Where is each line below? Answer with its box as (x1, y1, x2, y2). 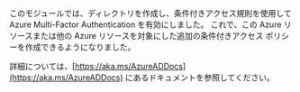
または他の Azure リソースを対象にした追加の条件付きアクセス (32, 31, 264, 41)
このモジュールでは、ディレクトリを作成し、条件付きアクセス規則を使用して (9, 8, 292, 18)
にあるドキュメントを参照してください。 (124, 72, 275, 83)
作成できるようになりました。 (24, 41, 136, 52)
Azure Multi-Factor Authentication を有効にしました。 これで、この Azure (9, 19, 282, 30)
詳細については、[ (9, 61, 76, 71)
